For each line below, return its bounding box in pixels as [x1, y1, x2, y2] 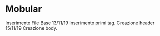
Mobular [5, 3, 42, 15]
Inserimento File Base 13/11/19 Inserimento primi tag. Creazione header [5, 20, 155, 26]
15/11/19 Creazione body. [5, 25, 57, 31]
